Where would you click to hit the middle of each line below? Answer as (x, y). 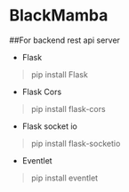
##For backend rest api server (64, 40)
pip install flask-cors (68, 108)
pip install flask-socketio (76, 143)
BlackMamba (59, 16)
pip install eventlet (64, 178)
